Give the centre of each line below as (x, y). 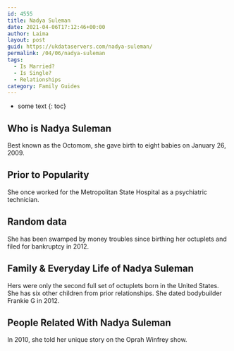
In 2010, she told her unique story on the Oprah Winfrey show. (97, 340)
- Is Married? (34, 66)
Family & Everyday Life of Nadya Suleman (100, 269)
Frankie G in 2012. (33, 300)
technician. (24, 199)
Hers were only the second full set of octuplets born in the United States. (113, 285)
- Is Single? (33, 73)
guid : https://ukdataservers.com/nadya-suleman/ (80, 47)
